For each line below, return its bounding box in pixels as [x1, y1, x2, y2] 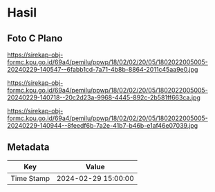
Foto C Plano [7, 32, 63, 44]
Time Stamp [10, 173, 50, 183]
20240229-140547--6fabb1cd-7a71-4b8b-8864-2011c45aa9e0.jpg [7, 66, 198, 73]
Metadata [7, 142, 50, 153]
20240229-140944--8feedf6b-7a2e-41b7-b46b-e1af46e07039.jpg [7, 122, 198, 129]
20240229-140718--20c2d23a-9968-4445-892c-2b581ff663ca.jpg [7, 93, 200, 102]
